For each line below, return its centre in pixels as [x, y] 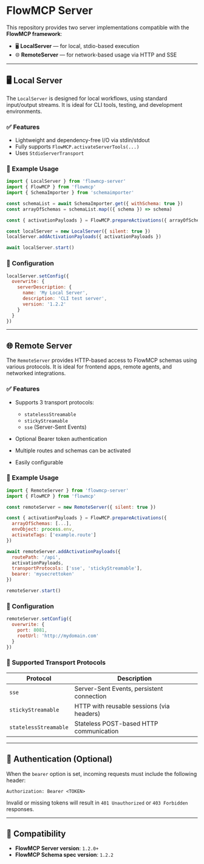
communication [97, 731]
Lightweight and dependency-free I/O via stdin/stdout [82, 140]
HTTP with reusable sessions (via [122, 706]
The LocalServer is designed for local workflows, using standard [87, 98]
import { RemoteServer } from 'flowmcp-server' [68, 490]
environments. [24, 111]
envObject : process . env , [43, 529]
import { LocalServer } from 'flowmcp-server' [66, 182]
